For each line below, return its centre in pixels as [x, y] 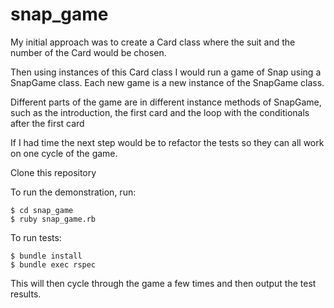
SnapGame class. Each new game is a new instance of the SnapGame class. [167, 82]
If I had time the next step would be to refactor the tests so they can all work [167, 142]
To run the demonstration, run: [73, 192]
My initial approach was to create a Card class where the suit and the [153, 42]
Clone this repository [53, 172]
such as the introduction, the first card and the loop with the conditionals [160, 112]
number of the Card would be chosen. [88, 52]
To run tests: [36, 237]
